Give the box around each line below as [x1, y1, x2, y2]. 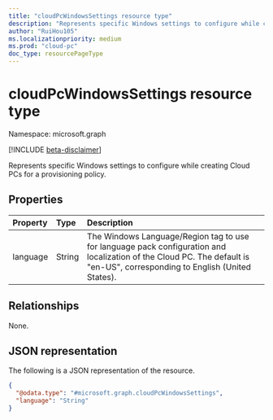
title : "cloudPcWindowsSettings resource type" [8, 11, 173, 20]
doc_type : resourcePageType [8, 50, 104, 58]
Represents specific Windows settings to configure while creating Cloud [8, 160, 250, 170]
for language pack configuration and [86, 241, 227, 252]
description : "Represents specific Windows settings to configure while [8, 20, 260, 28]
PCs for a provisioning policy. [8, 168, 107, 179]
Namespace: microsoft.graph [8, 129, 106, 138]
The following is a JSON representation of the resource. [8, 365, 195, 375]
